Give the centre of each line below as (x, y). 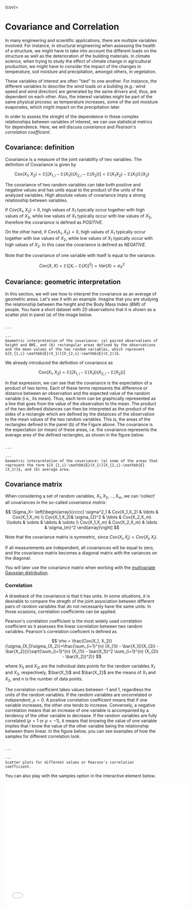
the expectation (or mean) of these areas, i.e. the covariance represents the (81, 430)
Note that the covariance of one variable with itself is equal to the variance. (80, 255)
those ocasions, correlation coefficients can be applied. (61, 612)
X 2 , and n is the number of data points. (44, 679)
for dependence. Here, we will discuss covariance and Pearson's (71, 127)
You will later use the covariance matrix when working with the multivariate (80, 568)
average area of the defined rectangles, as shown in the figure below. (75, 434)
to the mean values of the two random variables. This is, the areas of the (78, 419)
